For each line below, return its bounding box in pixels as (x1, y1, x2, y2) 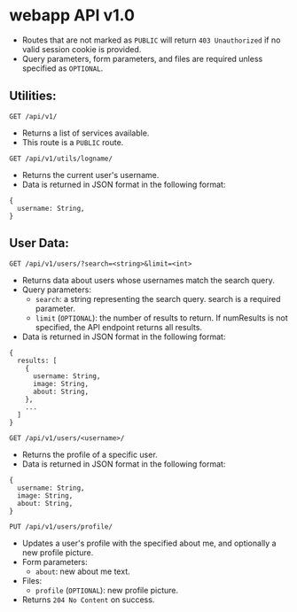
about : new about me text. (35, 566, 130, 577)
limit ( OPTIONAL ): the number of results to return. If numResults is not (35, 312, 288, 323)
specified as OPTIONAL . (21, 63, 104, 74)
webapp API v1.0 (9, 5, 136, 26)
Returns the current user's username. (21, 169, 160, 180)
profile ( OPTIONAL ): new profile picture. (35, 585, 179, 595)
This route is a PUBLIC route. (21, 136, 124, 147)
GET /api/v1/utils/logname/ (9, 154, 113, 163)
